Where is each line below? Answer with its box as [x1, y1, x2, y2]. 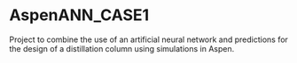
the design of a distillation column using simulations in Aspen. [9, 43, 235, 53]
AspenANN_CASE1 [9, 5, 150, 25]
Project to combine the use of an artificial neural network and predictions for [9, 34, 288, 45]
